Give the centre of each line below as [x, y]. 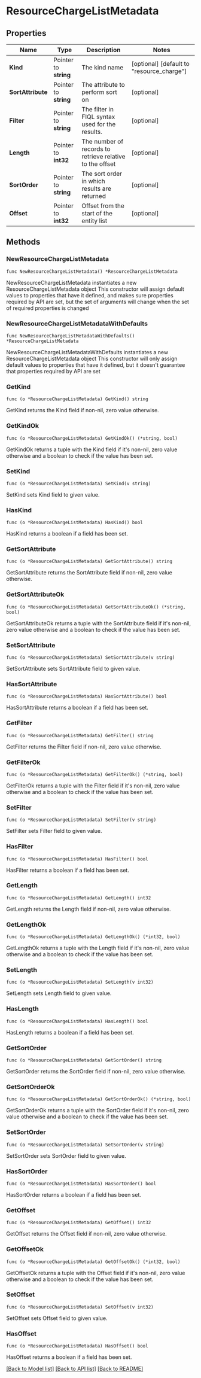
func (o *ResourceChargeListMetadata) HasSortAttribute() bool [87, 696]
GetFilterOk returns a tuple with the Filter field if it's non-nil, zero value [93, 786]
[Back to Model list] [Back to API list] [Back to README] [75, 1369]
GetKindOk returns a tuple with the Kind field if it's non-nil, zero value [92, 449]
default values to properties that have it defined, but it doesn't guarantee [96, 365]
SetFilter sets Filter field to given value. [54, 831]
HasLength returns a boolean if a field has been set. [70, 1032]
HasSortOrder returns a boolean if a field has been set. [74, 1194]
